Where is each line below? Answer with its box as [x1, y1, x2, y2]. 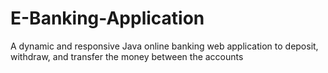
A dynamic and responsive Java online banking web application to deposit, [10, 40, 319, 52]
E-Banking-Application [10, 7, 205, 30]
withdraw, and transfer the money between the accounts [10, 50, 244, 62]
